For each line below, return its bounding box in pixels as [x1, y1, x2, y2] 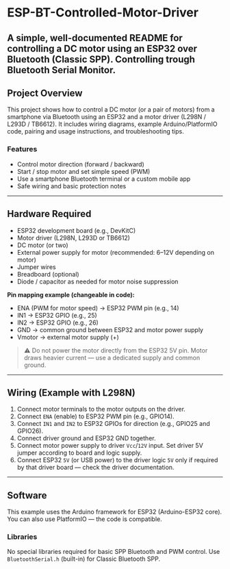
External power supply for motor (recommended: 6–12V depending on [16, 248, 214, 256]
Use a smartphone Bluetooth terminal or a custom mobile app [16, 175, 191, 183]
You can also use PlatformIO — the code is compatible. [7, 515, 162, 523]
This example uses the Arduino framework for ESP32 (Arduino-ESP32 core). [7, 508, 222, 516]
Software [7, 490, 47, 501]
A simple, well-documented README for [7, 32, 183, 44]
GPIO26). [16, 427, 44, 435]
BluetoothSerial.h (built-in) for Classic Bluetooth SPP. [7, 555, 161, 563]
